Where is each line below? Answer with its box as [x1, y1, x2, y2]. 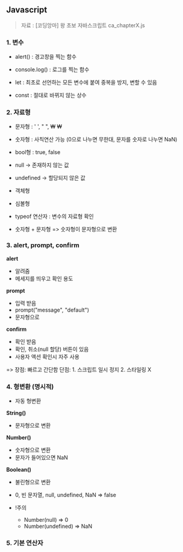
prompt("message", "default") [14, 306, 89, 313]
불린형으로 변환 [14, 478, 51, 486]
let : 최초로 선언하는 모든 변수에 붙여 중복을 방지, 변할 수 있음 [14, 79, 158, 86]
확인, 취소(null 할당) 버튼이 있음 [14, 345, 89, 353]
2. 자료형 [6, 108, 31, 117]
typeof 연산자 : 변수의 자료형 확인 [14, 213, 95, 220]
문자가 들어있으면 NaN [14, 454, 68, 461]
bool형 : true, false [14, 149, 61, 156]
